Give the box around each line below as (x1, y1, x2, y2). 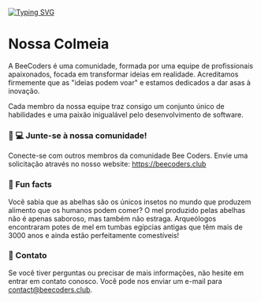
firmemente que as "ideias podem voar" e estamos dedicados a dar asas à (8, 77, 251, 87)
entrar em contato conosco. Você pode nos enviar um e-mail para (8, 276, 222, 285)
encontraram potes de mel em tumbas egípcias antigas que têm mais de (8, 222, 243, 232)
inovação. (8, 86, 40, 95)
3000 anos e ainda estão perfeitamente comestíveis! (8, 230, 180, 240)
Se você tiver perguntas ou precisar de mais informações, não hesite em (8, 268, 244, 278)
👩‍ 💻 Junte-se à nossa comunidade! (8, 130, 147, 141)
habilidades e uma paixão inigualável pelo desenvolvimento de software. (8, 110, 244, 119)
